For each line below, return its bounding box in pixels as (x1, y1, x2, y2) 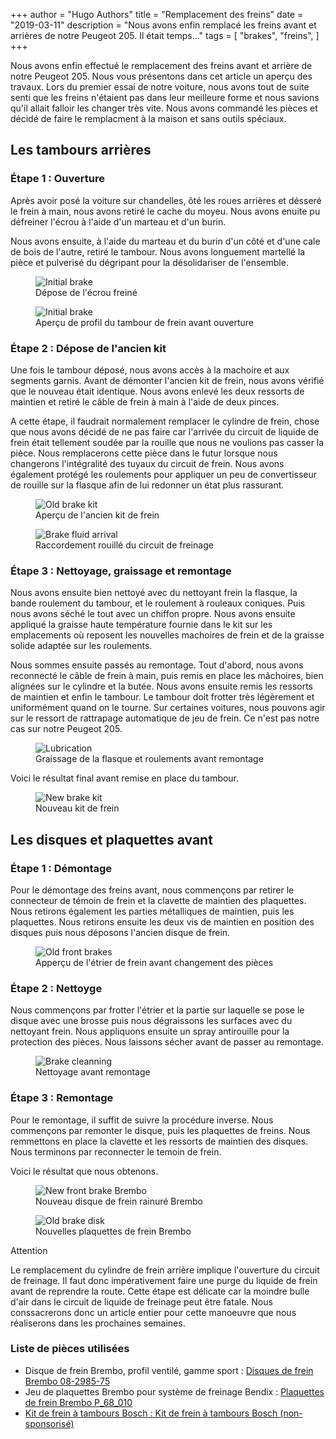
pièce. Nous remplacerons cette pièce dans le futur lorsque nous (10, 447, 278, 459)
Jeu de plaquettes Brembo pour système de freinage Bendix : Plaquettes (24, 1385, 325, 1398)
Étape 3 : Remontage (10, 1091, 114, 1105)
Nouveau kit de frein (35, 802, 120, 814)
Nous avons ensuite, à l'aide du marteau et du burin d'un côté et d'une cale (10, 235, 321, 247)
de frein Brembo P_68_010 (24, 1396, 133, 1408)
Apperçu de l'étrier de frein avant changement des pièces (35, 956, 274, 968)
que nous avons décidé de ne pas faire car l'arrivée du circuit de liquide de (10, 425, 319, 438)
